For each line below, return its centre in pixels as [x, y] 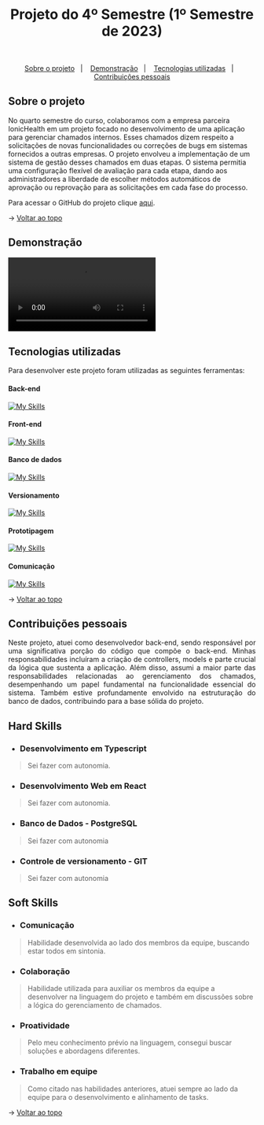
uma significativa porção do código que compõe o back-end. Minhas [132, 651]
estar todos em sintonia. [66, 951]
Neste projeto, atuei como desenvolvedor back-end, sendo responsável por [132, 642]
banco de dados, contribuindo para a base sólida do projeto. [106, 701]
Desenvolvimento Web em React [83, 786]
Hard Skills [35, 726]
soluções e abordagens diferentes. [84, 1051]
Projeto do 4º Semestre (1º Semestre [132, 15]
